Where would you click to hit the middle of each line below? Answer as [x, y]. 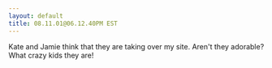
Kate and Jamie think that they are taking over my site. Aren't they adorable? [136, 46]
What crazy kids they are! [51, 55]
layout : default [36, 16]
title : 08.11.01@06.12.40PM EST [63, 23]
